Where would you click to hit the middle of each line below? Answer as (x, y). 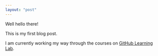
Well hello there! (22, 24)
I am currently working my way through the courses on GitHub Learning (79, 43)
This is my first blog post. (31, 33)
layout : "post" (21, 10)
